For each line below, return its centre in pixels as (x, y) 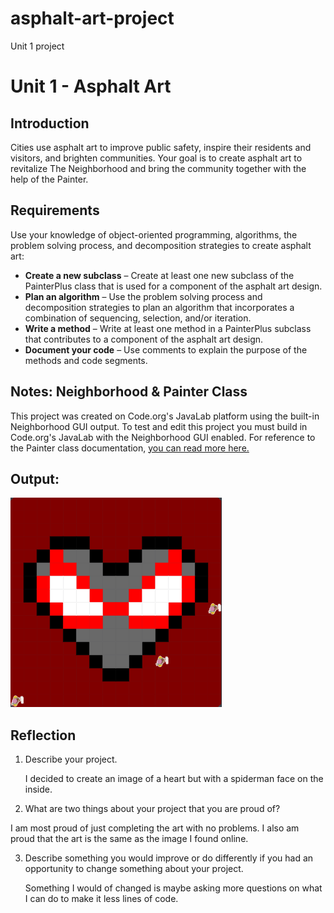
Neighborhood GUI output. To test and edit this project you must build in (159, 426)
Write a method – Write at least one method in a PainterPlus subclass (168, 328)
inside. (38, 789)
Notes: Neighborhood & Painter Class (129, 392)
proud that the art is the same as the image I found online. (129, 839)
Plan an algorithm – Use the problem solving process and (143, 296)
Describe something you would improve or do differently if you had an (169, 858)
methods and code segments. (86, 360)
